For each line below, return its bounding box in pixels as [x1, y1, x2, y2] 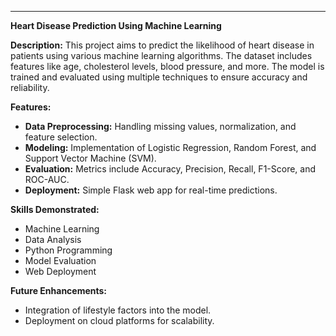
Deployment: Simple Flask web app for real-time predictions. [24, 184, 278, 196]
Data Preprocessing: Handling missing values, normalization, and [24, 121, 297, 132]
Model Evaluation [24, 255, 97, 266]
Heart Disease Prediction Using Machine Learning [10, 20, 222, 31]
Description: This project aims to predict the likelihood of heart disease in [10, 39, 315, 51]
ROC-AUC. [24, 174, 70, 185]
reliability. [10, 82, 50, 93]
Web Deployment [24, 266, 97, 277]
